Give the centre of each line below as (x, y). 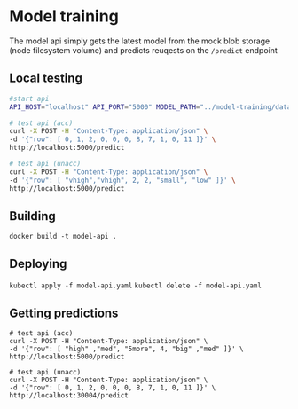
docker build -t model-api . (63, 237)
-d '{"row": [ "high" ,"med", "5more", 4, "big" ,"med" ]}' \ (126, 349)
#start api (29, 98)
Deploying (38, 263)
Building (32, 216)
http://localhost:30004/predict (69, 395)
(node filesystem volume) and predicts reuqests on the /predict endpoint (143, 50)
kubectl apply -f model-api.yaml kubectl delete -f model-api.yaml (135, 286)
